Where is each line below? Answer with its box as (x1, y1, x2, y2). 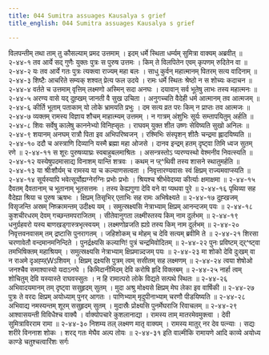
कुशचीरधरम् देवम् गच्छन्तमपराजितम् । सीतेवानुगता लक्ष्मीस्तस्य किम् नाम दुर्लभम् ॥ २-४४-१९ (8, 210, 239, 220)
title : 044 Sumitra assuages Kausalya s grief (8, 11, 167, 20)
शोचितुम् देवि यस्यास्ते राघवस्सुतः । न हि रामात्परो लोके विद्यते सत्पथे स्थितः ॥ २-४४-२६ (8, 273, 228, 283)
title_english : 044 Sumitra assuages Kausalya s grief (8, 19, 195, 27)
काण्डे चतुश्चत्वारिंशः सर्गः (8, 337, 70, 346)
